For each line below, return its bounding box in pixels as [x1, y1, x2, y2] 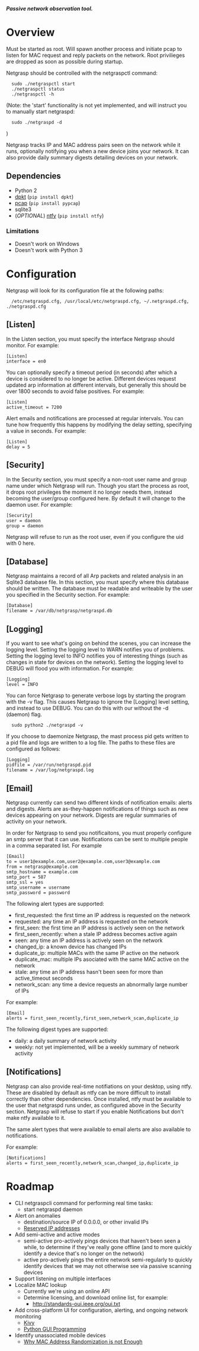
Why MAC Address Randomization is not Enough [23, 1338, 143, 1345]
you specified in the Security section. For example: [6, 591, 130, 598]
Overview [6, 26, 55, 39]
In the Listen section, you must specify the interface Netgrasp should [6, 335, 175, 343]
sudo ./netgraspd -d [11, 119, 62, 125]
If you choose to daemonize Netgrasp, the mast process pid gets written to [6, 733, 190, 740]
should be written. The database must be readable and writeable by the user [6, 585, 193, 592]
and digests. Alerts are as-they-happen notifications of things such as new [6, 806, 188, 813]
